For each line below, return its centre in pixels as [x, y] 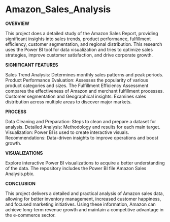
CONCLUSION [20, 183]
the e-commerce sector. [30, 215]
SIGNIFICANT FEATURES [32, 65]
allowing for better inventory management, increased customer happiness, [83, 199]
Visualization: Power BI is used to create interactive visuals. [67, 132]
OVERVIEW [17, 23]
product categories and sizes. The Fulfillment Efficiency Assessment [77, 86]
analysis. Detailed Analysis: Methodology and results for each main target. [83, 127]
